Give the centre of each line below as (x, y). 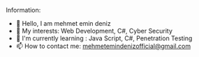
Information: (23, 10)
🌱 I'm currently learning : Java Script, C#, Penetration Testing (104, 38)
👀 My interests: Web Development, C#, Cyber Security (94, 31)
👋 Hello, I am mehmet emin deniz (64, 23)
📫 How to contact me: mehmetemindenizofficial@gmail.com (103, 46)
